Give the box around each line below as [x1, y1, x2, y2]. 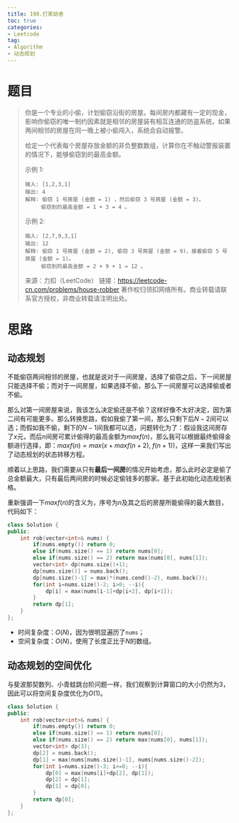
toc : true [7, 17, 37, 24]
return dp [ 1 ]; [33, 600, 75, 608]
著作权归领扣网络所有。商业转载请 [120, 285, 221, 293]
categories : [7, 24, 43, 31]
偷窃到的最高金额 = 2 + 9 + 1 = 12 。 [41, 262, 147, 270]
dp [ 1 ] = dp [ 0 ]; [45, 782, 91, 790]
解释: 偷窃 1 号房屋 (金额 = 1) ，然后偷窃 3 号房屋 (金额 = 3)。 [24, 195, 205, 203]
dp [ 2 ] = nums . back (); [33, 750, 97, 757]
